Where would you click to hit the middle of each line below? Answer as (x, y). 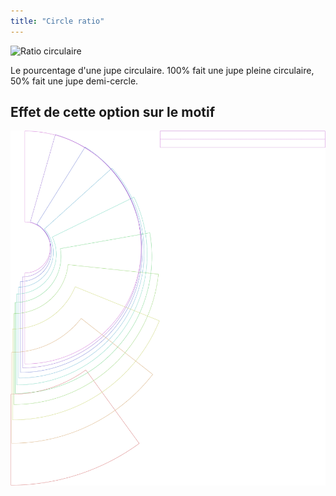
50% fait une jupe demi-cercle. (74, 81)
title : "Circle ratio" (57, 21)
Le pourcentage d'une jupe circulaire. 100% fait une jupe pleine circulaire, (162, 70)
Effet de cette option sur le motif (113, 112)
